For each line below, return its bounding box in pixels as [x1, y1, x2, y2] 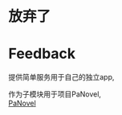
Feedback [8, 45, 76, 63]
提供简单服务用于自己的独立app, [8, 72, 115, 82]
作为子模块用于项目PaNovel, [8, 89, 102, 99]
